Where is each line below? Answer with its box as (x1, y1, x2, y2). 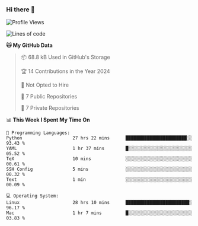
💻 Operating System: (6, 193, 59, 199)
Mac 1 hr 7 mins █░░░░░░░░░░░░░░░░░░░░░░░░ (6, 210, 193, 216)
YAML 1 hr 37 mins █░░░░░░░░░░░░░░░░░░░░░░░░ (6, 145, 193, 152)
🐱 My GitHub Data (6, 42, 53, 49)
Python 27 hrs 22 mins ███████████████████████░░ (6, 135, 193, 141)
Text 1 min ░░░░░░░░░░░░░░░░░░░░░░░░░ (6, 177, 193, 183)
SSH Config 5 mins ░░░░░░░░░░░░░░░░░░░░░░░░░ (6, 166, 193, 173)
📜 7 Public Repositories (20, 93, 78, 100)
